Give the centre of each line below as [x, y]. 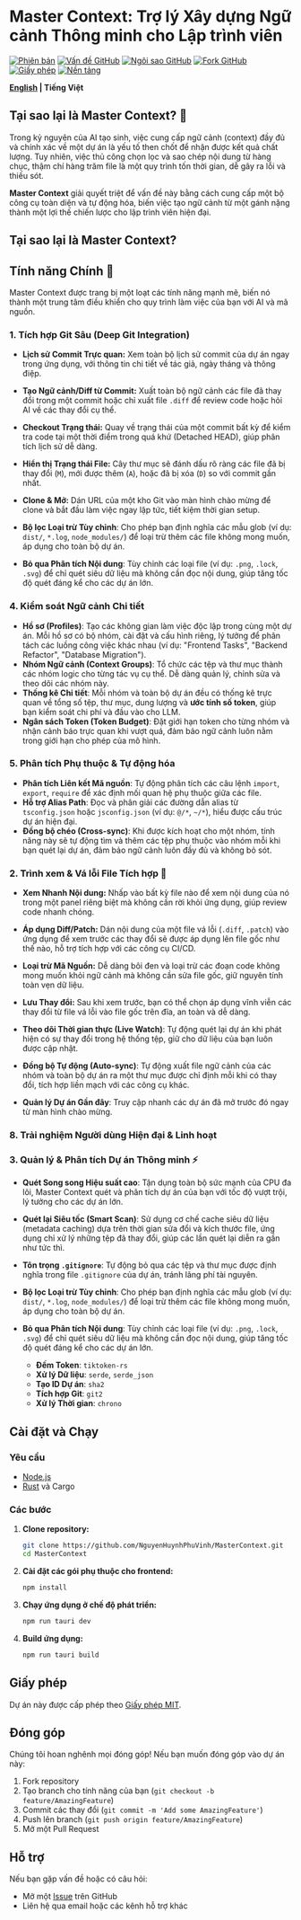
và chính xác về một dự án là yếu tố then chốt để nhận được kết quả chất [144, 146]
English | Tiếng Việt [47, 87]
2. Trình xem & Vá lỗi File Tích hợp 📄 [88, 873]
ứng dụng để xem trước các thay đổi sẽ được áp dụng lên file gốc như [151, 939]
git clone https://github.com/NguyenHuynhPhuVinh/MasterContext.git [153, 1546]
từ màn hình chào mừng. [67, 1112]
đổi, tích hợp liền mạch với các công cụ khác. [106, 1085]
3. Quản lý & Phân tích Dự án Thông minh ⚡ [104, 1159]
